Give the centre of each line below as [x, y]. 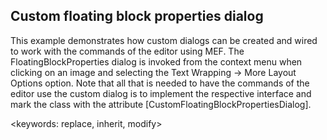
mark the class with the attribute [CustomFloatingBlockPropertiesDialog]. [161, 104]
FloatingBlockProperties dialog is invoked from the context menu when [156, 61]
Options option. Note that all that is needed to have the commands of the [160, 83]
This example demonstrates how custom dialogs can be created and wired [164, 40]
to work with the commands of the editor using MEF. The [127, 51]
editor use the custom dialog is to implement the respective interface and [161, 93]
